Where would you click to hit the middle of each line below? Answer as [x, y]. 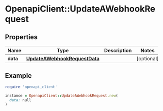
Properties [21, 37]
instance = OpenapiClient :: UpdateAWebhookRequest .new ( [62, 96]
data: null [20, 100]
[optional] [148, 59]
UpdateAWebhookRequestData [63, 59]
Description [118, 50]
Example [18, 76]
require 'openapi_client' [31, 87]
